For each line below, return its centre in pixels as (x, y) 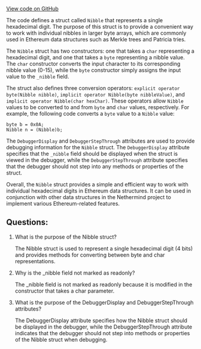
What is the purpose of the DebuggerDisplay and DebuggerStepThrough (104, 302)
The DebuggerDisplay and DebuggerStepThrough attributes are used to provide (100, 141)
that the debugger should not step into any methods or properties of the (95, 166)
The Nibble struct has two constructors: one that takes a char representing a (100, 51)
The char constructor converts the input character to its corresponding (93, 64)
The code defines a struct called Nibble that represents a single (85, 20)
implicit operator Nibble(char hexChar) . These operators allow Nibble (95, 101)
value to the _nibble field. (38, 76)
